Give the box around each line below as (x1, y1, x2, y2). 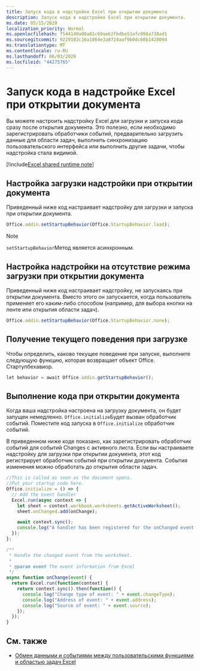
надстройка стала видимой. (6, 149, 78, 157)
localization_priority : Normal (6, 25, 84, 32)
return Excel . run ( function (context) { (11, 580, 109, 586)
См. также (6, 636, 48, 646)
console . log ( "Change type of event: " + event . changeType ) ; (22, 591, 175, 597)
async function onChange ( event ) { (6, 574, 93, 581)
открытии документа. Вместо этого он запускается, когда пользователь (6, 293, 192, 300)
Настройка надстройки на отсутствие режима (6, 262, 190, 272)
